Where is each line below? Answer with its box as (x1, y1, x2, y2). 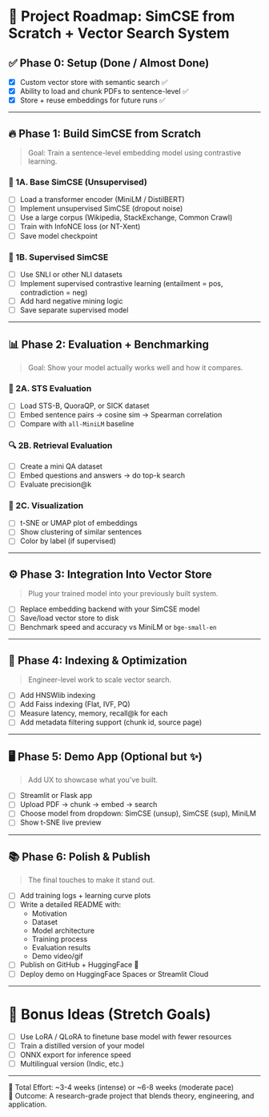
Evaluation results (31, 943, 91, 953)
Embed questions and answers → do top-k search (19, 470, 186, 480)
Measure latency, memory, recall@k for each (19, 708, 168, 718)
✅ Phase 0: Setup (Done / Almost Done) (8, 56, 210, 70)
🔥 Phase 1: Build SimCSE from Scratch (8, 127, 202, 140)
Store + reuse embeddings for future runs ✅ (19, 95, 166, 105)
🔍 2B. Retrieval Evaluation (8, 440, 113, 451)
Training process (31, 934, 88, 944)
